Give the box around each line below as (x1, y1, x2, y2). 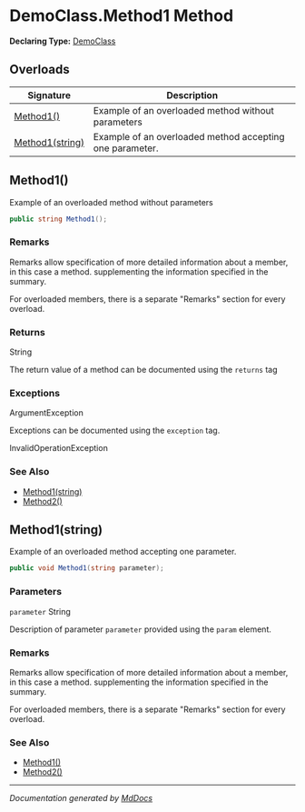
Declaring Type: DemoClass (9, 35, 116, 46)
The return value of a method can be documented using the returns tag (9, 365, 279, 376)
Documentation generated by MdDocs (9, 793, 152, 804)
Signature (27, 88, 71, 101)
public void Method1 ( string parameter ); (9, 564, 165, 573)
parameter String (9, 606, 71, 617)
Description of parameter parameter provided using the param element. (9, 624, 272, 635)
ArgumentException (9, 407, 84, 418)
